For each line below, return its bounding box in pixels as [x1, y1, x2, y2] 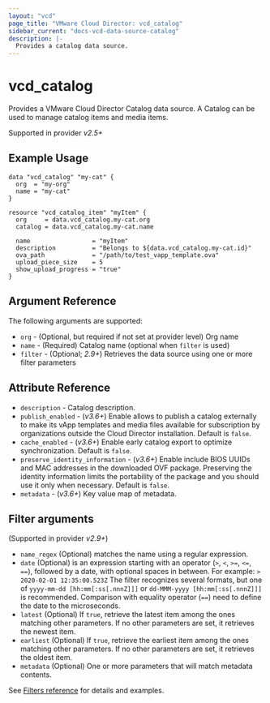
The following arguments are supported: [8, 315, 144, 325]
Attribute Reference [8, 381, 111, 395]
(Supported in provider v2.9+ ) [8, 534, 109, 543]
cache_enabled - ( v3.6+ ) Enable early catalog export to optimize [19, 437, 233, 447]
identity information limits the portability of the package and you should [19, 471, 259, 481]
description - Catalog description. [19, 402, 135, 412]
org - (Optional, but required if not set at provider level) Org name [19, 332, 239, 341]
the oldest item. [19, 653, 73, 662]
